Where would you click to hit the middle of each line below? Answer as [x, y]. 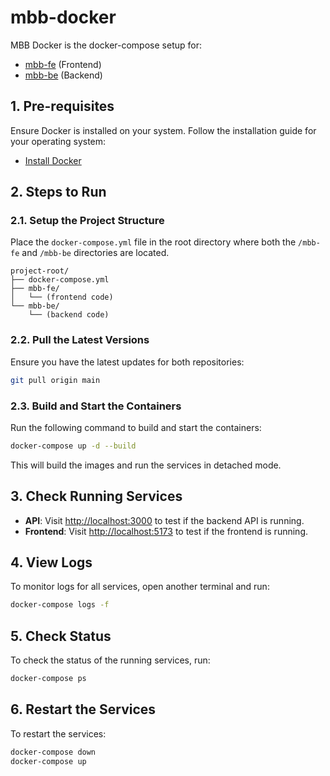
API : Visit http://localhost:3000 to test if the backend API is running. [164, 520]
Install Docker [53, 160]
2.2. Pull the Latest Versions [80, 340]
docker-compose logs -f [60, 605]
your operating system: [58, 141]
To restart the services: [58, 733]
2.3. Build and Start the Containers [96, 406]
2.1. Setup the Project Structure [87, 221]
